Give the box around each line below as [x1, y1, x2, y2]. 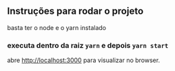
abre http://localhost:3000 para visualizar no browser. [7, 56, 161, 64]
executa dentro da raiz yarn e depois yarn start [7, 40, 169, 50]
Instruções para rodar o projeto [7, 5, 144, 17]
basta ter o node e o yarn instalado [7, 23, 107, 31]
